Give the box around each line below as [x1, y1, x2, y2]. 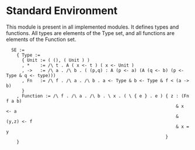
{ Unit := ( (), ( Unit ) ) [21, 57, 90, 63]
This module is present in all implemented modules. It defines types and [6, 23, 179, 30]
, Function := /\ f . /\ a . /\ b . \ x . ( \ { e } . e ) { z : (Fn [16, 93, 190, 99]
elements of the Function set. [6, 36, 76, 43]
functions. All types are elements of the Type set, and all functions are [6, 29, 175, 36]
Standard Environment [6, 4, 118, 18]
